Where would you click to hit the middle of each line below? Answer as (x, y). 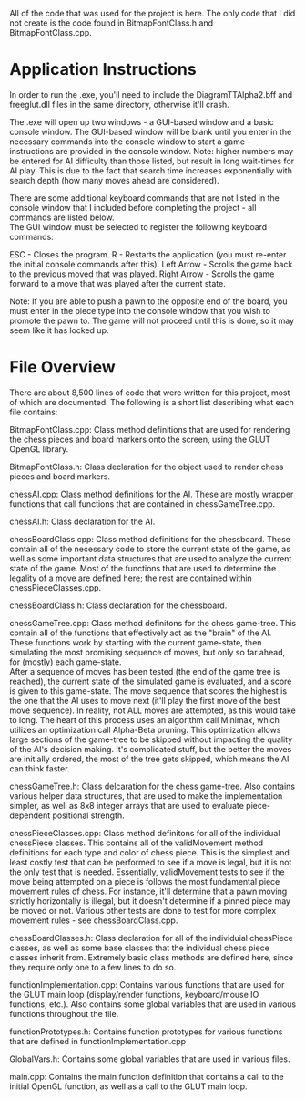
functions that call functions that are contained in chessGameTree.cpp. (142, 503)
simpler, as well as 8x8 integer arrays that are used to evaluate (127, 805)
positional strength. (88, 815)
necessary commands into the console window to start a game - (130, 142)
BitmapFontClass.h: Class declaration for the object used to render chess (147, 467)
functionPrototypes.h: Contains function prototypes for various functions (146, 1032)
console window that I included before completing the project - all (133, 207)
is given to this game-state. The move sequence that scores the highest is (148, 691)
